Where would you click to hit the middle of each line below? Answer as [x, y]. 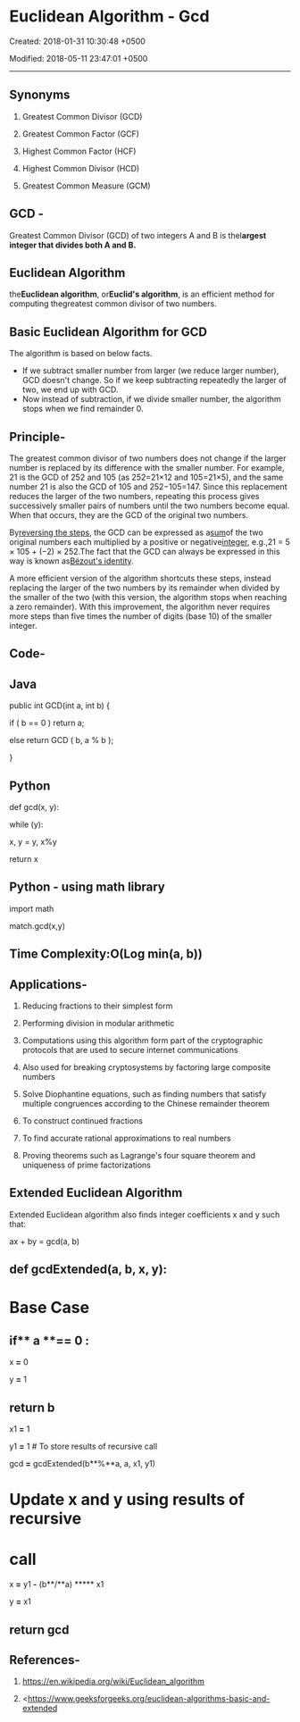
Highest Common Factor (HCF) [79, 151]
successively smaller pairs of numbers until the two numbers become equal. [150, 506]
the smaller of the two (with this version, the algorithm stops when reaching [148, 597]
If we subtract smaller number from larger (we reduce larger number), [150, 371]
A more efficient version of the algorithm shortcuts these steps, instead [140, 578]
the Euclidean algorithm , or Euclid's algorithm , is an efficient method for [142, 294]
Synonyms [40, 95]
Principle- [37, 436]
